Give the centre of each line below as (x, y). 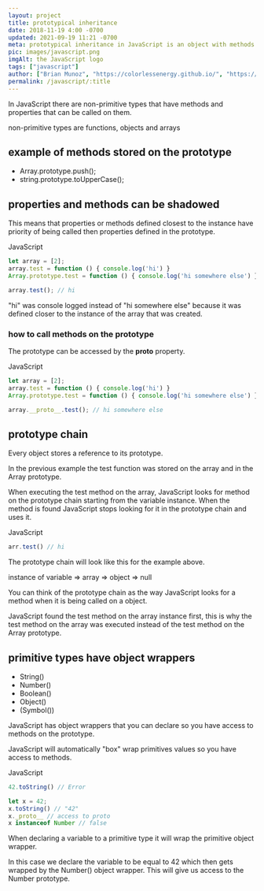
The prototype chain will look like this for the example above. (106, 562)
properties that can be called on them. (70, 112)
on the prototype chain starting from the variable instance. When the (119, 500)
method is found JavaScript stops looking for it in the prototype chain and (128, 509)
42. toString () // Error (47, 787)
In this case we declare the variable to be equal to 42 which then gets (121, 862)
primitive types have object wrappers (102, 657)
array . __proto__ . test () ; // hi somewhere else (86, 410)
